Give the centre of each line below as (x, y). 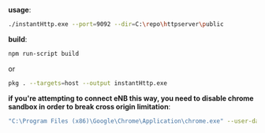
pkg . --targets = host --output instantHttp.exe (88, 83)
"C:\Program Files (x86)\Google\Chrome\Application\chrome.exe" (116, 121)
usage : (20, 10)
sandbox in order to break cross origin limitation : (90, 106)
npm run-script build (44, 54)
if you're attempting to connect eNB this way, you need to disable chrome (131, 98)
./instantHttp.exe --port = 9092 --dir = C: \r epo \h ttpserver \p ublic (116, 24)
